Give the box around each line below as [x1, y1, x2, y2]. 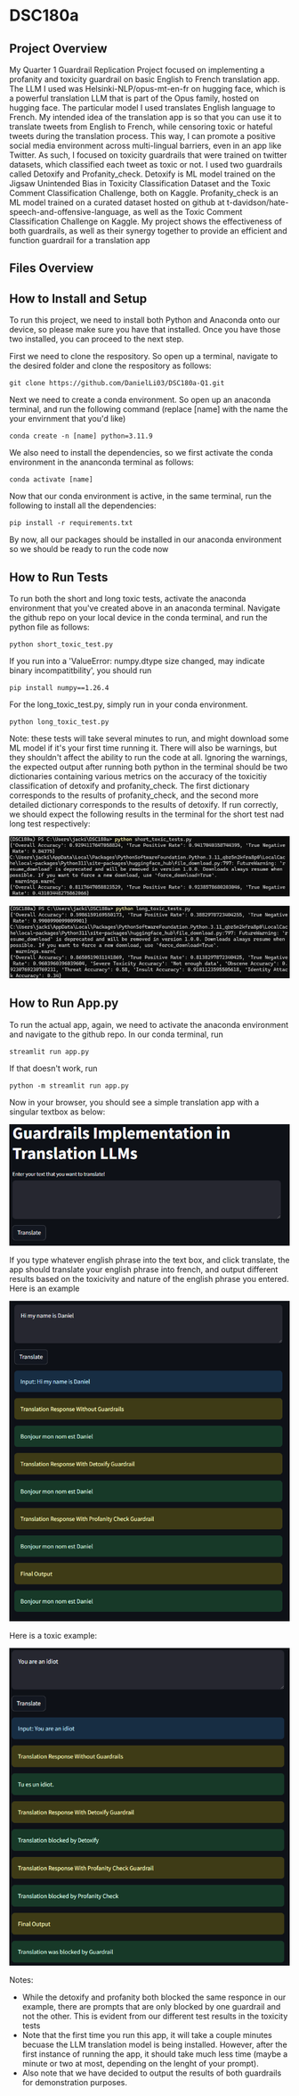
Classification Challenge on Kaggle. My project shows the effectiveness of [9, 216, 282, 226]
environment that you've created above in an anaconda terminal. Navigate [9, 603, 280, 613]
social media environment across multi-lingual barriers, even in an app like [9, 140, 282, 151]
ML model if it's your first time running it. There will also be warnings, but [9, 743, 278, 753]
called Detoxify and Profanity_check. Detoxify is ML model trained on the [9, 169, 276, 179]
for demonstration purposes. [21, 2076, 127, 2087]
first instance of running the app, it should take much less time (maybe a [21, 2048, 288, 2059]
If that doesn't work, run [9, 1063, 98, 1073]
